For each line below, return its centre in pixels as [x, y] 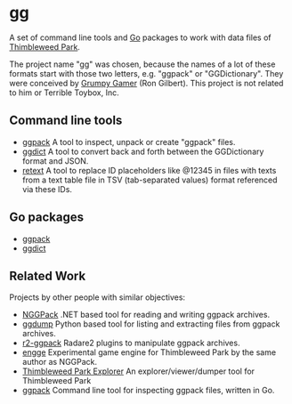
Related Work [48, 275]
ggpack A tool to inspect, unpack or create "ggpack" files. [129, 141]
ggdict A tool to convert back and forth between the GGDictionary [143, 151]
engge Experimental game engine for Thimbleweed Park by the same [149, 352]
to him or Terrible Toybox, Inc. [65, 93]
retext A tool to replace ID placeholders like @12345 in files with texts [149, 170]
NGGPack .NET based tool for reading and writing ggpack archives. [146, 315]
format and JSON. [55, 161]
